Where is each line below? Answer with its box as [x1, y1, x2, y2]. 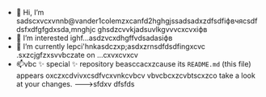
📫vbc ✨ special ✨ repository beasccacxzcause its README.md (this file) [15, 59, 252, 68]
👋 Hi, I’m [15, 8, 44, 17]
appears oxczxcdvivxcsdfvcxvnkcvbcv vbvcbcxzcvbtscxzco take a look [15, 71, 256, 80]
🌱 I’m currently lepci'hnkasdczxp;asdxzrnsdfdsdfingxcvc [15, 42, 206, 51]
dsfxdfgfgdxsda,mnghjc [15, 25, 96, 34]
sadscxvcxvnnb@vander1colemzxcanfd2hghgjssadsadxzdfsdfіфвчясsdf [15, 16, 258, 26]
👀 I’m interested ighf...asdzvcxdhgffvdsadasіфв [15, 33, 173, 42]
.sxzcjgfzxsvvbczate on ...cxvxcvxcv [15, 51, 139, 59]
